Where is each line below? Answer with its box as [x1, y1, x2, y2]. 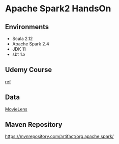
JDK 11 [12, 46, 26, 52]
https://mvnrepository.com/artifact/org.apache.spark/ [5, 134, 114, 140]
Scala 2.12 [12, 36, 33, 41]
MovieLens [5, 106, 28, 112]
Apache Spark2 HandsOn [5, 3, 112, 14]
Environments [5, 23, 49, 31]
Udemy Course [5, 66, 52, 74]
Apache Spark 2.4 [12, 41, 49, 47]
